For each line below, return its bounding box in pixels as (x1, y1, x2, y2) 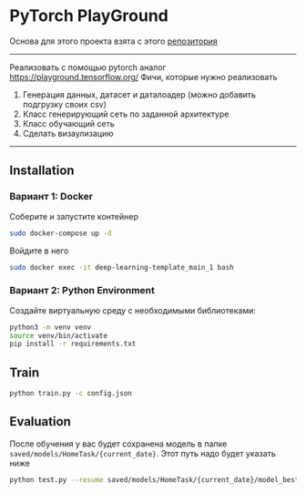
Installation (9, 163, 75, 179)
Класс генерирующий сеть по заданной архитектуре (22, 108, 229, 119)
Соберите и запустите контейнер (9, 211, 138, 221)
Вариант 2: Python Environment (9, 284, 155, 297)
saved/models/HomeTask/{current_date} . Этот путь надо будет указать (9, 447, 276, 458)
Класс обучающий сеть (22, 118, 116, 128)
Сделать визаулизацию (22, 128, 114, 139)
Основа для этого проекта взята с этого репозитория (9, 36, 219, 46)
